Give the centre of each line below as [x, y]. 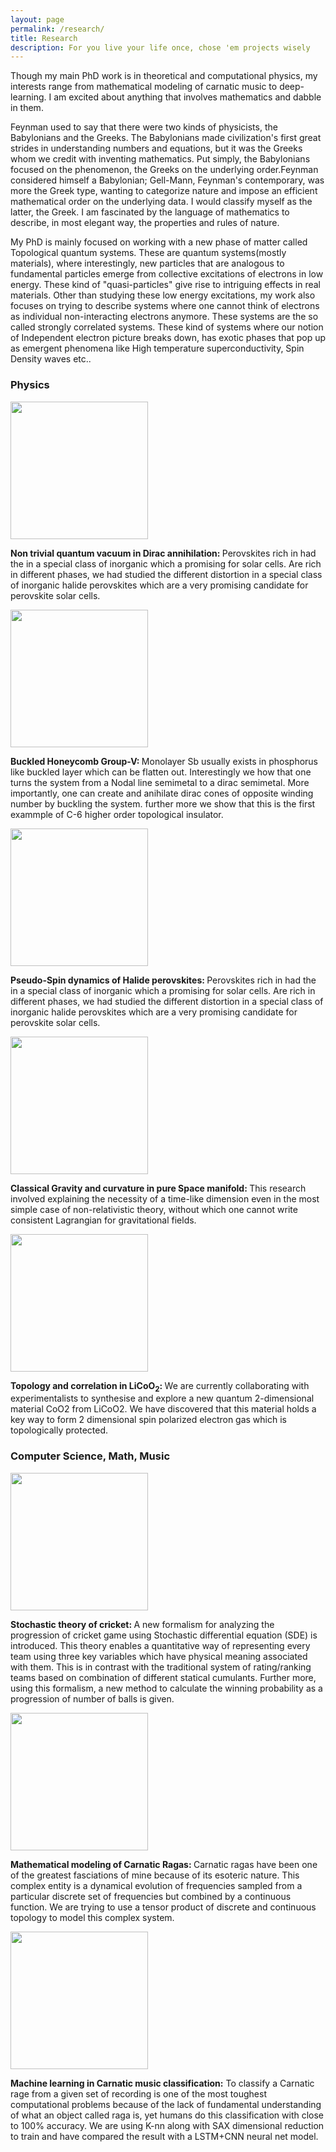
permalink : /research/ [57, 29]
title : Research [44, 38]
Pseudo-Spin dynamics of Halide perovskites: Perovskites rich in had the [163, 980]
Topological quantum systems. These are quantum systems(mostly [148, 253]
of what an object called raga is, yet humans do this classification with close [167, 2115]
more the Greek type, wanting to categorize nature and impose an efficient [164, 191]
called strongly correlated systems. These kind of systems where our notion [167, 327]
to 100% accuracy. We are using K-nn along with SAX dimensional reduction [167, 2125]
